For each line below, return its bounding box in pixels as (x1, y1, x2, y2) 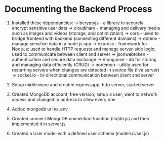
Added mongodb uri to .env (11, 106, 68, 112)
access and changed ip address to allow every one (11, 96, 116, 102)
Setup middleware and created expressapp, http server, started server (11, 81, 155, 87)
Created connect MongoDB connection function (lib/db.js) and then (11, 115, 149, 121)
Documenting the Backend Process (4, 3, 153, 15)
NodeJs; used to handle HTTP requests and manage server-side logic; (11, 46, 156, 52)
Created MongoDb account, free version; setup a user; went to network (11, 91, 158, 97)
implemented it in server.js (11, 121, 66, 127)
